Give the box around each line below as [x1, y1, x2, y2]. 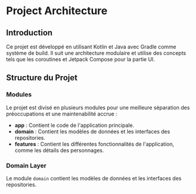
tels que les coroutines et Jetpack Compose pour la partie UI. [6, 56, 155, 63]
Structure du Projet [6, 73, 78, 83]
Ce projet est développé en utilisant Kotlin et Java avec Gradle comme [6, 43, 177, 50]
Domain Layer [6, 161, 47, 169]
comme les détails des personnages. [14, 146, 104, 154]
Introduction [6, 28, 53, 38]
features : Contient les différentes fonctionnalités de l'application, [14, 140, 175, 147]
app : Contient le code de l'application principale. [14, 121, 134, 129]
